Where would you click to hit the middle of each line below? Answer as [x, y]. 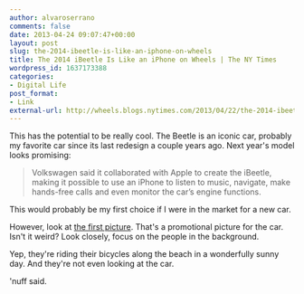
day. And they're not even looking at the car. [92, 264]
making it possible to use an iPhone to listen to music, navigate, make [161, 183]
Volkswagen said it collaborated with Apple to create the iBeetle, [152, 173]
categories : [32, 77]
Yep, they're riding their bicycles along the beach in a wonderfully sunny [144, 254]
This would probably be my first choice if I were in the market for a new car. [150, 210]
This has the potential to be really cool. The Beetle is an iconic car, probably [151, 136]
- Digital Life [38, 85]
